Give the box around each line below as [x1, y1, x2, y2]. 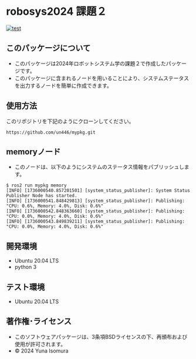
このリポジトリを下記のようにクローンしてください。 [6, 118, 134, 125]
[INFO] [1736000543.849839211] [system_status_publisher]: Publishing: [6, 218, 185, 225]
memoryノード [6, 147, 61, 157]
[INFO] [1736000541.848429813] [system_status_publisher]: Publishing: [6, 198, 185, 204]
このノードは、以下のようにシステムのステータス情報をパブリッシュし [14, 164, 185, 171]
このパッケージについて [6, 43, 91, 53]
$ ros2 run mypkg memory [6, 182, 67, 188]
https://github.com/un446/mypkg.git [6, 129, 96, 135]
